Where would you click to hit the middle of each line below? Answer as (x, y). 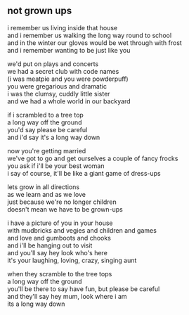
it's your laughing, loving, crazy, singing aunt (72, 260)
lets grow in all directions (43, 187)
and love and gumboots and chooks (59, 238)
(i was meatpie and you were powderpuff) (68, 79)
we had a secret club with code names (63, 71)
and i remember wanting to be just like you (69, 50)
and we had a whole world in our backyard (69, 101)
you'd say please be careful (47, 129)
